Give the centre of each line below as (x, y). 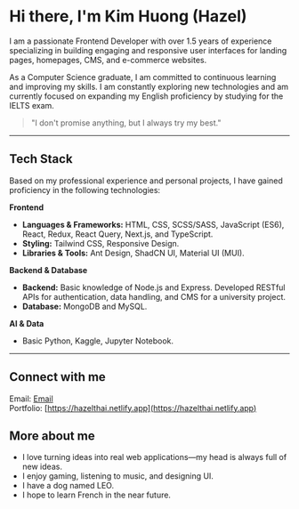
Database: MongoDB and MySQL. (85, 306)
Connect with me (58, 377)
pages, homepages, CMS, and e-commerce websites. (108, 60)
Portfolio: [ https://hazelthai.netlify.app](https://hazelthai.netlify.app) (133, 408)
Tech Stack (41, 159)
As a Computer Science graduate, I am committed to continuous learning (143, 77)
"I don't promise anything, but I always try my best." (126, 123)
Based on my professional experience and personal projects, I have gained (146, 181)
